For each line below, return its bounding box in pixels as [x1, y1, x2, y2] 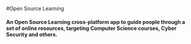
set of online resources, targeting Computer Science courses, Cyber [6, 25, 177, 32]
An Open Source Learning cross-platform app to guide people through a [6, 18, 185, 25]
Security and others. [6, 31, 58, 38]
